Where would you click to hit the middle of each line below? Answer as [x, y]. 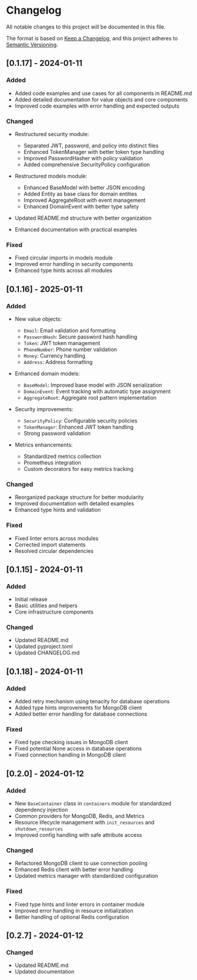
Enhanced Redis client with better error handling [74, 870]
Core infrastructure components [54, 612]
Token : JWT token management [62, 343]
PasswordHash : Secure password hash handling [80, 337]
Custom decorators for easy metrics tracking [78, 469]
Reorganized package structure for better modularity [79, 497]
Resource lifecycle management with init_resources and [85, 823]
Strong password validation [57, 433]
